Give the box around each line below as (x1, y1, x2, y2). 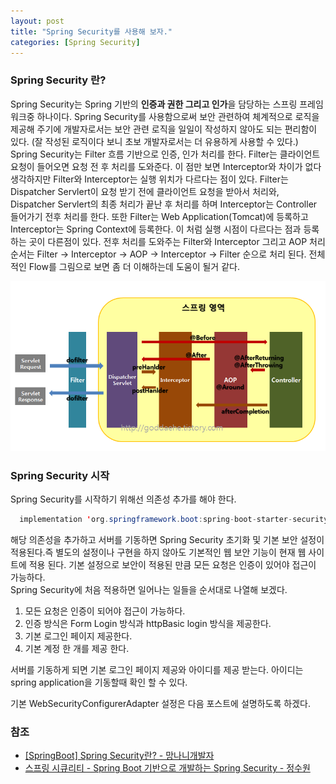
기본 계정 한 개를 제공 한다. (24, 642, 130, 654)
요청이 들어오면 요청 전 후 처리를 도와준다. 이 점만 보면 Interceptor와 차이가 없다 (10, 160, 322, 172)
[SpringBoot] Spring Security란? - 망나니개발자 (24, 750, 215, 762)
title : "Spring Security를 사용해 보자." (10, 26, 173, 37)
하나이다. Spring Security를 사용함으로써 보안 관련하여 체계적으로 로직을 (36, 110, 320, 122)
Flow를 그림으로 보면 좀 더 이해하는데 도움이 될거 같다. (28, 260, 240, 272)
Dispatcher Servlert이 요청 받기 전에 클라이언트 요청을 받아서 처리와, (10, 185, 280, 197)
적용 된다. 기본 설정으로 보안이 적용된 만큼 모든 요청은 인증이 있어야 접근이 (28, 558, 317, 570)
